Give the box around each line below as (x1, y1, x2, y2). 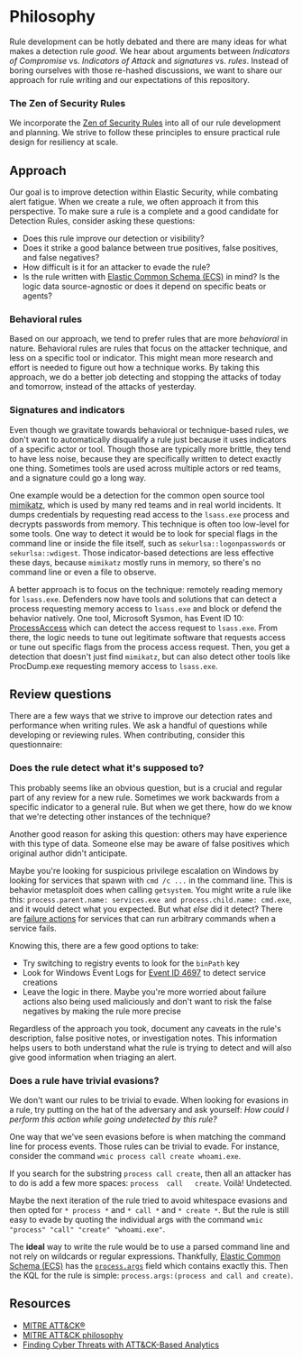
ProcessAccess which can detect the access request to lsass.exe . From (9, 622, 278, 633)
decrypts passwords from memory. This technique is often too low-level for (9, 519, 290, 529)
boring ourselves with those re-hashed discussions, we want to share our (9, 65, 282, 76)
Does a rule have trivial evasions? (9, 1074, 160, 1087)
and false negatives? (22, 253, 100, 263)
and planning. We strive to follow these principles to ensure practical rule (9, 127, 281, 138)
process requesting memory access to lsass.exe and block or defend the (9, 602, 282, 614)
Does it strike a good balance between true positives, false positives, (22, 243, 279, 253)
